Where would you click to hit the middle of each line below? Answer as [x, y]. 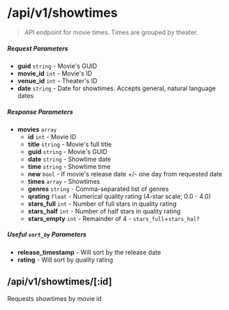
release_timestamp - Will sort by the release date [89, 252]
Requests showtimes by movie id [54, 298]
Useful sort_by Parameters [47, 234]
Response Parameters [40, 112]
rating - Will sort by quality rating [65, 260]
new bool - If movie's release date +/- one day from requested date [125, 174]
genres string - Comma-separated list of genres [98, 189]
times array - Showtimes [64, 181]
